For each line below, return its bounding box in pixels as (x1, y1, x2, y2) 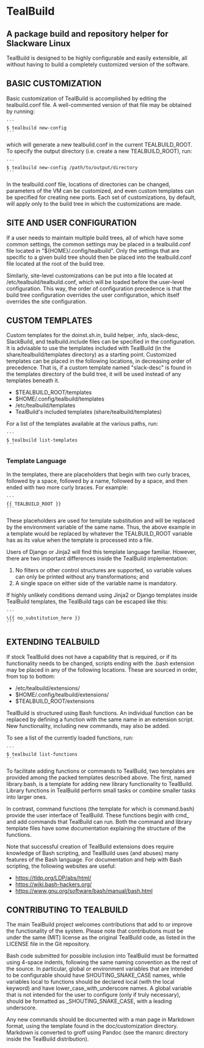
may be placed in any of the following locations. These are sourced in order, (6, 666, 198, 673)
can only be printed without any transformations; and (15, 573, 150, 580)
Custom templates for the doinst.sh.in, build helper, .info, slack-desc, (6, 332, 180, 339)
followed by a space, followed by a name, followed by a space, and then (6, 477, 188, 484)
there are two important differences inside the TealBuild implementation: (6, 555, 188, 562)
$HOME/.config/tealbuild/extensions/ (15, 691, 109, 698)
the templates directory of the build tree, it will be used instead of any (6, 371, 181, 378)
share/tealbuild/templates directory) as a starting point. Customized (6, 351, 177, 358)
